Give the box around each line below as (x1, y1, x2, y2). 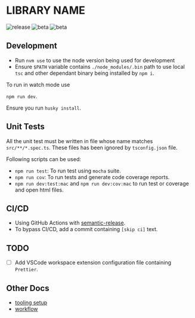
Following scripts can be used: (6, 155, 82, 162)
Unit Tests (6, 122, 45, 132)
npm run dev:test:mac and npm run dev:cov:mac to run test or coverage (14, 180, 189, 187)
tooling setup (14, 299, 48, 306)
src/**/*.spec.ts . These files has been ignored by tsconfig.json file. (6, 144, 178, 151)
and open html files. (14, 186, 64, 193)
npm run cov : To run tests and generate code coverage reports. (14, 173, 170, 180)
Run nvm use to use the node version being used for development (14, 56, 175, 63)
